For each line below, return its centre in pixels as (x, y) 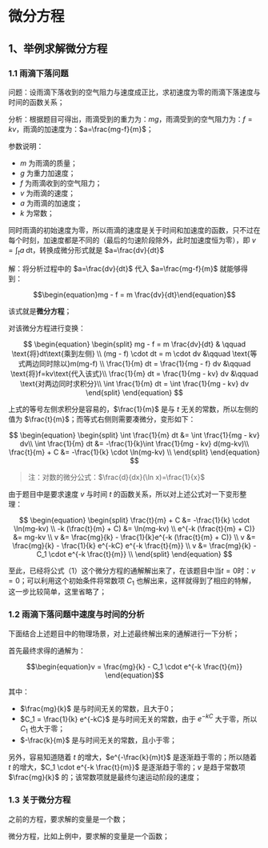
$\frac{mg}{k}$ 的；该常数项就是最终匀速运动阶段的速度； (105, 778)
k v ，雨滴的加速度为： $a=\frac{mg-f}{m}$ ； (81, 129)
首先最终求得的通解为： (47, 650)
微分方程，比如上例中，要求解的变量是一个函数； (89, 836)
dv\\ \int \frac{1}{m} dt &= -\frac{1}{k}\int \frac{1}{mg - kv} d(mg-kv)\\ (134, 443)
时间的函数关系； (36, 102)
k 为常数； (37, 213)
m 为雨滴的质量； (48, 163)
